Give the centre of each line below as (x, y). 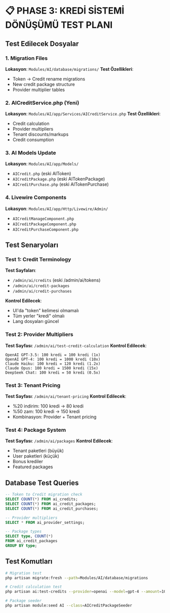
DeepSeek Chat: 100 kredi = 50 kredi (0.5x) (53, 373)
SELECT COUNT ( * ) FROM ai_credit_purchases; (52, 508)
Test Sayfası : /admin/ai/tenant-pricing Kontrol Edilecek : (66, 396)
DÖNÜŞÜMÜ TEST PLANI (59, 25)
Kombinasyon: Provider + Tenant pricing (55, 417)
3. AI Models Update (31, 153)
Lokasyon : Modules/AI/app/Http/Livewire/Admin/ (57, 209)
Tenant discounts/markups (40, 134)
